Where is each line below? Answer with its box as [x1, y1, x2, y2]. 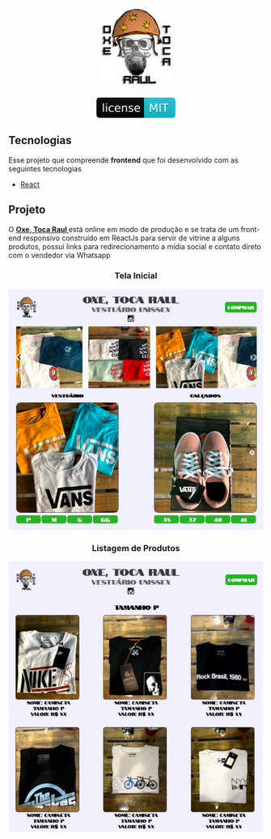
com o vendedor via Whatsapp [8, 250, 111, 260]
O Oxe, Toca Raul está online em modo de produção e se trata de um [8, 224, 239, 234]
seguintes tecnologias [8, 163, 83, 173]
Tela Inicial [114, 270, 158, 282]
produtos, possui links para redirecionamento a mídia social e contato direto [8, 241, 261, 251]
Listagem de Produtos [91, 542, 180, 553]
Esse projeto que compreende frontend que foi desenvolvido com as [8, 155, 239, 165]
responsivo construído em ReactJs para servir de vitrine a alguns [23, 233, 240, 243]
